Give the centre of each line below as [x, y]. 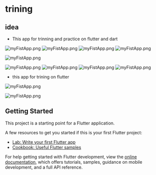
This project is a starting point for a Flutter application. [60, 123]
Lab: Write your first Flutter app [44, 142]
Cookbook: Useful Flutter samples [47, 147]
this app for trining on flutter [41, 77]
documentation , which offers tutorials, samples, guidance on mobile [74, 162]
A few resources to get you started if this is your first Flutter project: [74, 132]
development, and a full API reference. [44, 167]
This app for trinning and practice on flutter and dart [65, 39]
